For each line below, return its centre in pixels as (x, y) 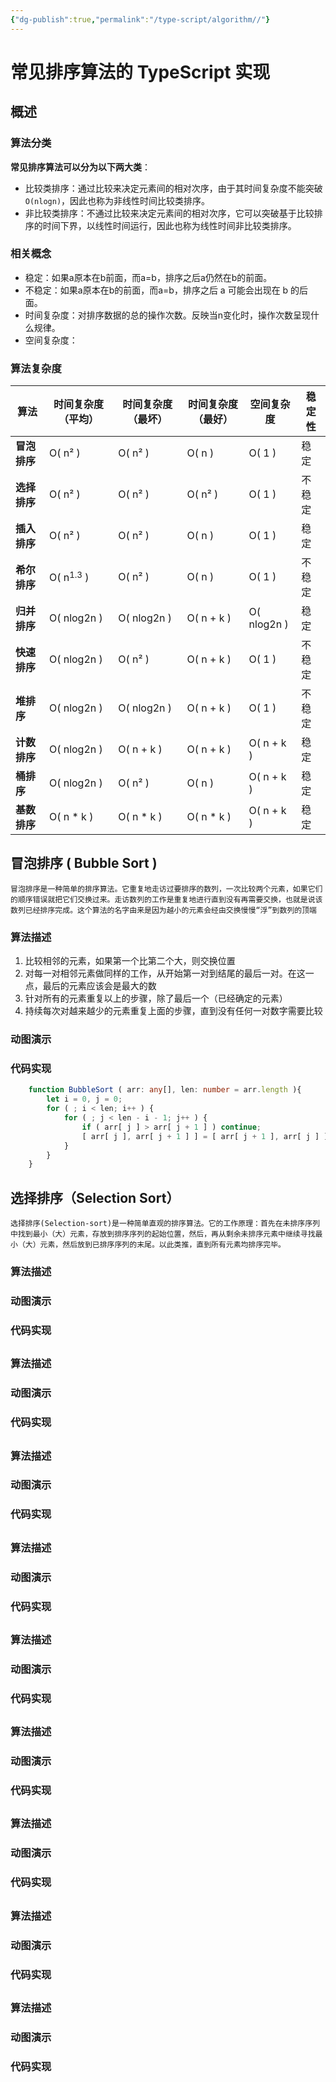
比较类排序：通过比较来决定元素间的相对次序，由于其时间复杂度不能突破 (173, 188)
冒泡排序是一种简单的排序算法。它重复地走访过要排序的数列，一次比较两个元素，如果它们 (166, 889)
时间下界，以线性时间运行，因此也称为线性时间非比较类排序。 (169, 225)
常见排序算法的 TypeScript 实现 (140, 72)
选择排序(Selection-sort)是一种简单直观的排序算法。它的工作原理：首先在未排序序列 (165, 1224)
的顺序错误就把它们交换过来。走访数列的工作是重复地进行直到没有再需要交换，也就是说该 (166, 899)
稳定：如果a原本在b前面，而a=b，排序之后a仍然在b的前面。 (148, 277)
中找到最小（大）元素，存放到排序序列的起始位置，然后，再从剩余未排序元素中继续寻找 (163, 1234)
